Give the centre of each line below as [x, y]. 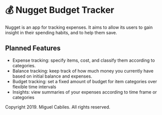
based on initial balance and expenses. [52, 76]
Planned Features [33, 48]
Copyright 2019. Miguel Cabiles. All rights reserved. [58, 107]
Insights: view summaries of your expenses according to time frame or [85, 92]
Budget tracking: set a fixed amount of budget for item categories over [85, 81]
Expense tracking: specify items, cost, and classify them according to [83, 60]
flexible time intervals [34, 87]
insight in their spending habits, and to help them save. [61, 32]
